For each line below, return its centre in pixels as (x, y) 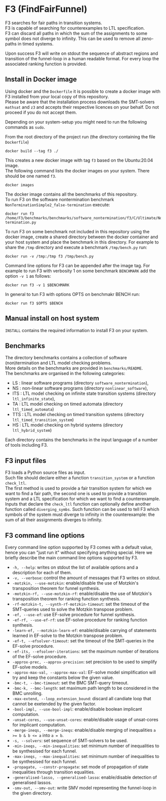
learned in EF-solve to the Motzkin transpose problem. (68, 635)
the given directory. (32, 793)
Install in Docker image (41, 79)
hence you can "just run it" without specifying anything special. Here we (79, 552)
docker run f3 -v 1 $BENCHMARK (37, 285)
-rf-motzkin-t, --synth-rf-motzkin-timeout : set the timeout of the (81, 604)
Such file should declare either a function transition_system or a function (80, 478)
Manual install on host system (52, 318)
